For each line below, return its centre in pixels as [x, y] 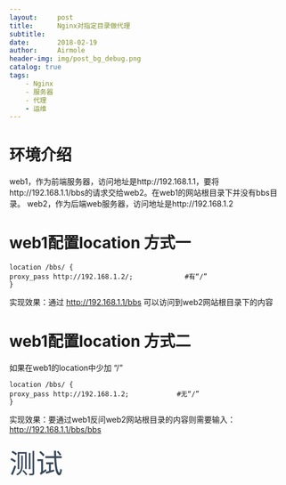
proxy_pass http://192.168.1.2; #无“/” [105, 394]
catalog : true [36, 68]
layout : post [41, 17]
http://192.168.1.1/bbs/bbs [55, 430]
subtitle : [28, 34]
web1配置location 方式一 [100, 243]
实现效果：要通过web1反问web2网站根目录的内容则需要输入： [123, 420]
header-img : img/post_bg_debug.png [75, 59]
